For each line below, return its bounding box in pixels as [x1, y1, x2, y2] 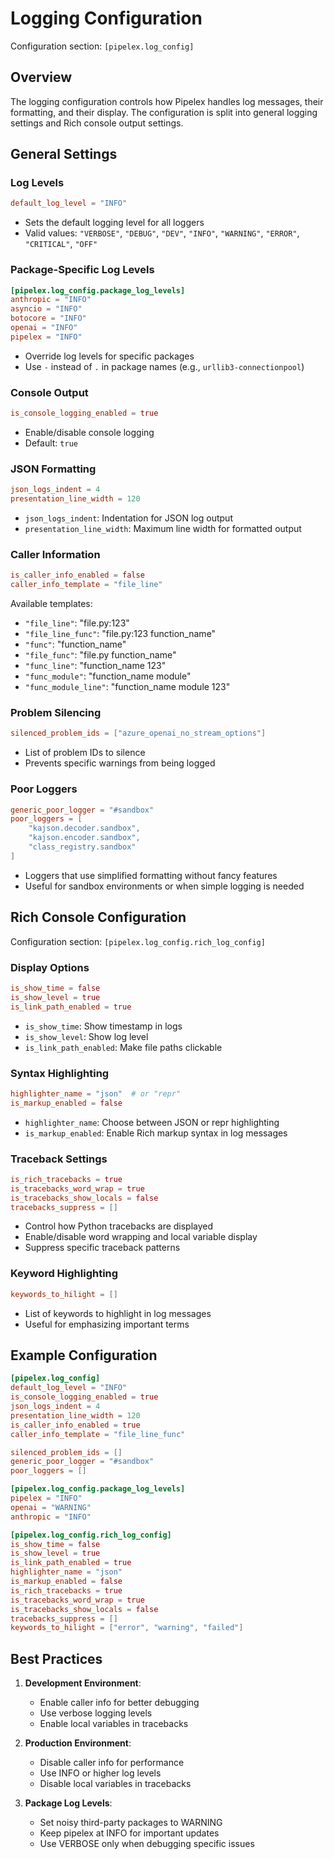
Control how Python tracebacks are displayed [24, 1220, 214, 1232]
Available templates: [10, 598, 93, 610]
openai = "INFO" [10, 323, 78, 333]
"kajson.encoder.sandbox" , [28, 833, 141, 843]
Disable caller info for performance [39, 1757, 185, 1769]
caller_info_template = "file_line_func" [10, 1429, 186, 1439]
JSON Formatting [10, 462, 97, 476]
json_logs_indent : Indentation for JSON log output [24, 512, 233, 524]
